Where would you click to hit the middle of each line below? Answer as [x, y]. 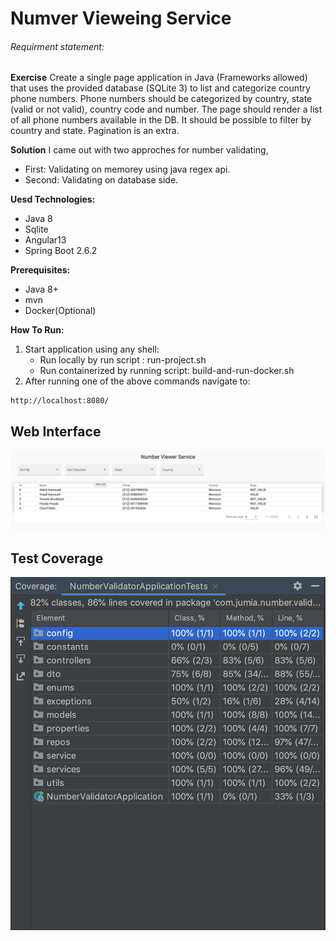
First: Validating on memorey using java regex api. [127, 169]
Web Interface [56, 431]
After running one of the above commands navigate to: [137, 381]
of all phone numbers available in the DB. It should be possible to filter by [161, 120]
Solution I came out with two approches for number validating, [139, 150]
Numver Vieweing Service [121, 18]
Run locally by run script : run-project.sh [123, 360]
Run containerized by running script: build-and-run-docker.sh [167, 371]
